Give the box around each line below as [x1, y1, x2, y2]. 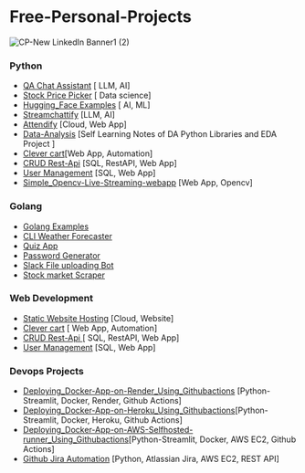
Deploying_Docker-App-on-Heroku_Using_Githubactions [22, 405, 236, 416]
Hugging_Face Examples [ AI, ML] [22, 100, 151, 110]
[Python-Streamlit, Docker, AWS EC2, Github [128, 434, 297, 445]
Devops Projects [9, 364, 84, 377]
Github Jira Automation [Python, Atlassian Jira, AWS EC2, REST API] [22, 454, 280, 465]
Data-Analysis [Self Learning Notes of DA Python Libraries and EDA [22, 129, 277, 140]
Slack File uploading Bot [22, 259, 114, 270]
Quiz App [22, 240, 58, 251]
